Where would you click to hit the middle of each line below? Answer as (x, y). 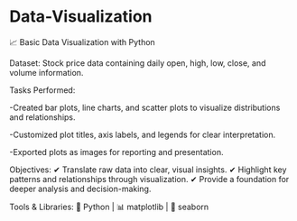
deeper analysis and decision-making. (80, 189)
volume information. (46, 72)
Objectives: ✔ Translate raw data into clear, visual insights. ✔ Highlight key (148, 170)
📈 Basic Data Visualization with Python (82, 41)
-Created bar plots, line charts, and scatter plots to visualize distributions (145, 107)
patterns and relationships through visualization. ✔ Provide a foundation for (149, 179)
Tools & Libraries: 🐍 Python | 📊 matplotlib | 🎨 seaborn (109, 207)
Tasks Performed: (42, 90)
